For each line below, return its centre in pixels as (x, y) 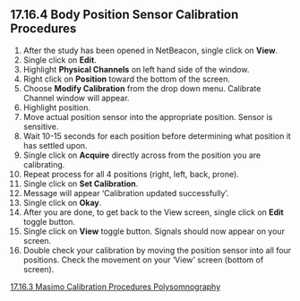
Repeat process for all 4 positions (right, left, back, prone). (131, 174)
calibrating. (44, 164)
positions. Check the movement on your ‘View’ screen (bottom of (143, 260)
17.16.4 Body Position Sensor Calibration (124, 15)
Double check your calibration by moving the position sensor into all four (157, 250)
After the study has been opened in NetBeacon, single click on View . (150, 50)
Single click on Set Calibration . (81, 184)
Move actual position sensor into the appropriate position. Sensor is (148, 116)
